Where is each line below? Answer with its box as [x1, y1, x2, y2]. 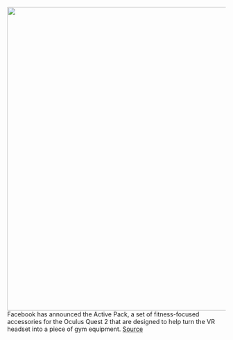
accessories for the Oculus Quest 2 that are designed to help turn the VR [7, 318, 215, 325]
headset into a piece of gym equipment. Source [7, 325, 144, 333]
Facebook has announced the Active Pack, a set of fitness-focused [7, 310, 200, 318]
